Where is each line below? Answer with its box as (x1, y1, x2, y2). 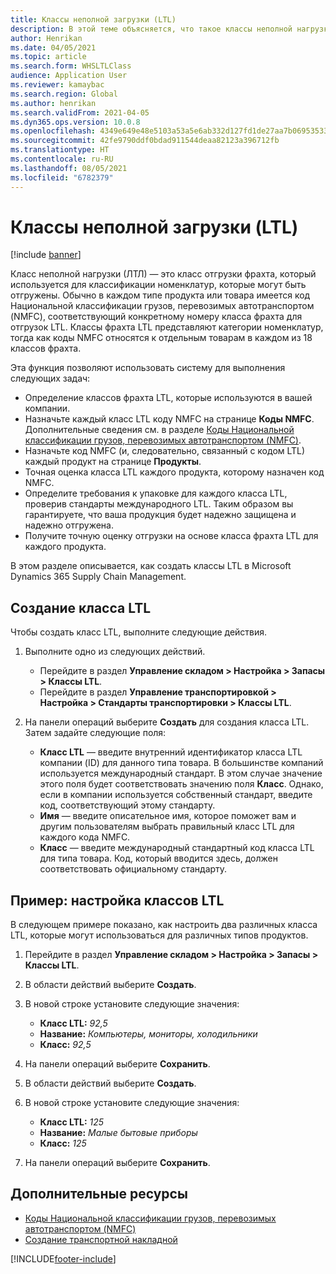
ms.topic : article (10, 52, 87, 62)
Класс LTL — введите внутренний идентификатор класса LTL (39, 746, 303, 758)
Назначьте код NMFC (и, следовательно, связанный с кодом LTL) (24, 445, 306, 457)
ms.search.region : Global (10, 89, 118, 99)
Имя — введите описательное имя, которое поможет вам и (39, 810, 297, 822)
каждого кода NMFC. (39, 831, 131, 843)
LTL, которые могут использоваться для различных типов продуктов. (10, 929, 309, 941)
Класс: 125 (39, 1137, 87, 1150)
